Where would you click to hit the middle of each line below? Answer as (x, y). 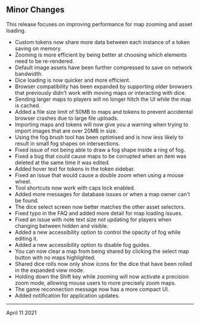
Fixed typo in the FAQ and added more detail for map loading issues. (99, 213)
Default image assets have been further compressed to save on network (103, 67)
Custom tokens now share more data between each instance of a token (102, 42)
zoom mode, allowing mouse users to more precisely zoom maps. (96, 283)
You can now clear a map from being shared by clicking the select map (102, 251)
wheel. (23, 181)
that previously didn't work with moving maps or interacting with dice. (100, 92)
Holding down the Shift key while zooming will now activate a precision (102, 276)
